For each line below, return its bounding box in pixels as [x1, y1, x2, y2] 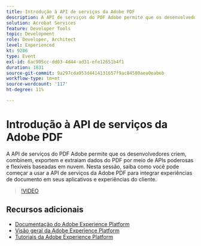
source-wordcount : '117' [6, 81, 68, 87]
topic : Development [6, 31, 55, 37]
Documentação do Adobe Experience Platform [14, 220, 130, 227]
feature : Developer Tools [6, 25, 71, 32]
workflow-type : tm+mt [6, 75, 60, 81]
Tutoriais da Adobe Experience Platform [14, 233, 114, 240]
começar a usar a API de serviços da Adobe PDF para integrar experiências [6, 169, 193, 177]
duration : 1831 [6, 64, 44, 71]
